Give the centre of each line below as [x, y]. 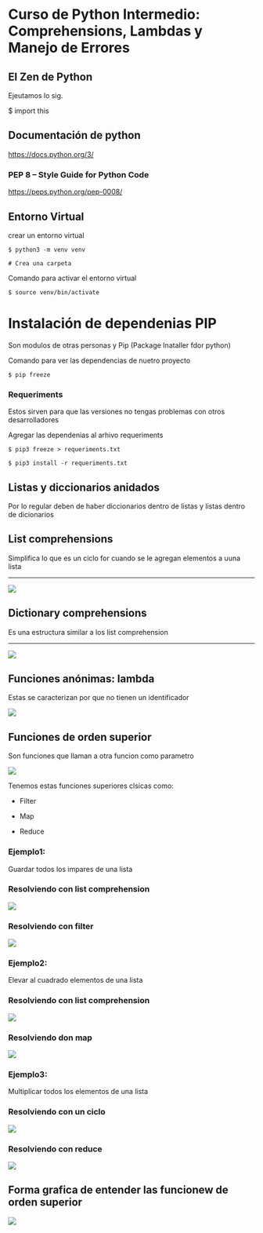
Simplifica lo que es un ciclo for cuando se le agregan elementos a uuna [124, 558]
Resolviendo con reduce [56, 1149]
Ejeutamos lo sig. [36, 95]
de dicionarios [31, 514]
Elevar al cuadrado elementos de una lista [76, 980]
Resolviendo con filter [51, 926]
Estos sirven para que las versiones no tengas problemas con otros [117, 412]
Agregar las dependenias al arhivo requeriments [86, 435]
